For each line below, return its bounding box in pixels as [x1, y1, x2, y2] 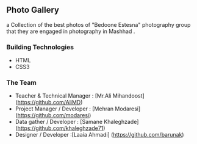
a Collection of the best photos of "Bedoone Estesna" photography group [6, 21, 191, 28]
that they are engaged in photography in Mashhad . [6, 27, 135, 35]
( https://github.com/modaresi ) [15, 112, 91, 119]
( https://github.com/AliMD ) [15, 99, 83, 106]
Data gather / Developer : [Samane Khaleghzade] [15, 118, 139, 126]
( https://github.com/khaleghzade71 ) [15, 124, 106, 132]
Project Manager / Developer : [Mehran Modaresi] [15, 105, 141, 112]
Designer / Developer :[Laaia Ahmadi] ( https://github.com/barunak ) [15, 131, 184, 139]
